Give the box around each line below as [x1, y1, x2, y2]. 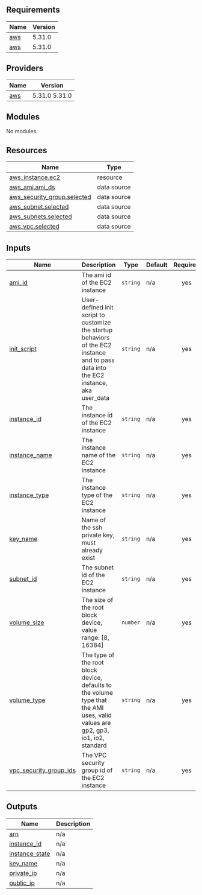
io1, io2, [81, 734, 105, 742]
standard [81, 741, 107, 750]
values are [81, 719, 111, 727]
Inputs [6, 242, 31, 253]
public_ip [9, 879, 35, 887]
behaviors [81, 334, 110, 342]
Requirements [6, 5, 60, 15]
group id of [81, 766, 113, 774]
